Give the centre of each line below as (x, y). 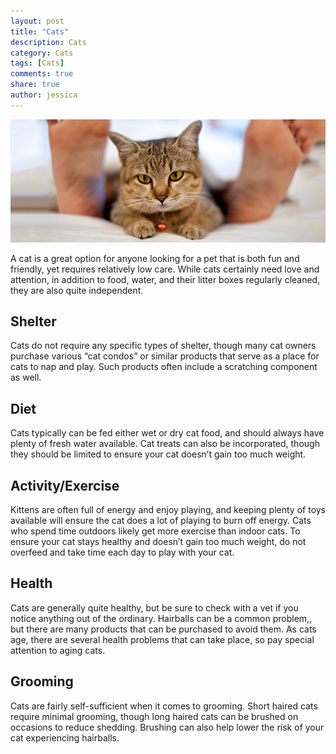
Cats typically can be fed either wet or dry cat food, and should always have (167, 433)
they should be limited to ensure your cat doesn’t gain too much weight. (158, 454)
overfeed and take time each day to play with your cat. (122, 552)
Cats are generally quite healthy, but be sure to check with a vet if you (154, 607)
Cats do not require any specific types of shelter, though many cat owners (163, 346)
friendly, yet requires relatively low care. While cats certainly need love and (165, 269)
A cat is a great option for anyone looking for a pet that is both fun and (155, 258)
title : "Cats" (40, 31)
